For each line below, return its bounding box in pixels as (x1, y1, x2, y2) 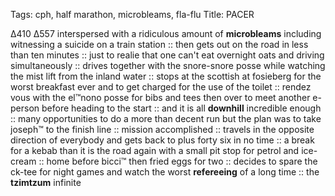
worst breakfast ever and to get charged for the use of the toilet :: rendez (10, 81, 312, 93)
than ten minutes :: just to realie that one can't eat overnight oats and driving (10, 49, 325, 61)
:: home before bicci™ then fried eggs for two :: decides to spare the (38, 155, 318, 167)
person (10, 102, 40, 114)
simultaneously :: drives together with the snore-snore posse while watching (10, 60, 326, 71)
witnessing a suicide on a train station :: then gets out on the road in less (10, 39, 309, 50)
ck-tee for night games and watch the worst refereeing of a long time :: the (10, 166, 320, 178)
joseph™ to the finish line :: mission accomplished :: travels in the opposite (10, 124, 315, 135)
